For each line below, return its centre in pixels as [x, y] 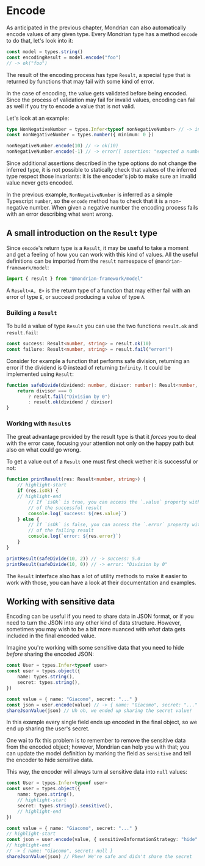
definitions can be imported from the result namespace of [80, 261]
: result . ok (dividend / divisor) [71, 402]
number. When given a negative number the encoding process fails [114, 208]
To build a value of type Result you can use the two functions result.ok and [102, 326]
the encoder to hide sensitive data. [50, 760]
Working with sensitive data [61, 602]
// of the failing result [61, 530]
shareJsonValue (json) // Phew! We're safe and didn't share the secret [99, 856]
